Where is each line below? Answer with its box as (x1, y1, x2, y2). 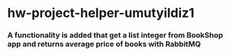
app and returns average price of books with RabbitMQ (7, 39, 202, 49)
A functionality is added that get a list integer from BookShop (7, 30, 224, 40)
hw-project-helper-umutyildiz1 (7, 5, 194, 21)
